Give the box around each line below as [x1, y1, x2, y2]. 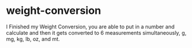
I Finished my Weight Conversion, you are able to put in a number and [6, 23, 175, 30]
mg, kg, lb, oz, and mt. [6, 35, 60, 42]
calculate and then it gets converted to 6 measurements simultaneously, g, [6, 29, 187, 36]
